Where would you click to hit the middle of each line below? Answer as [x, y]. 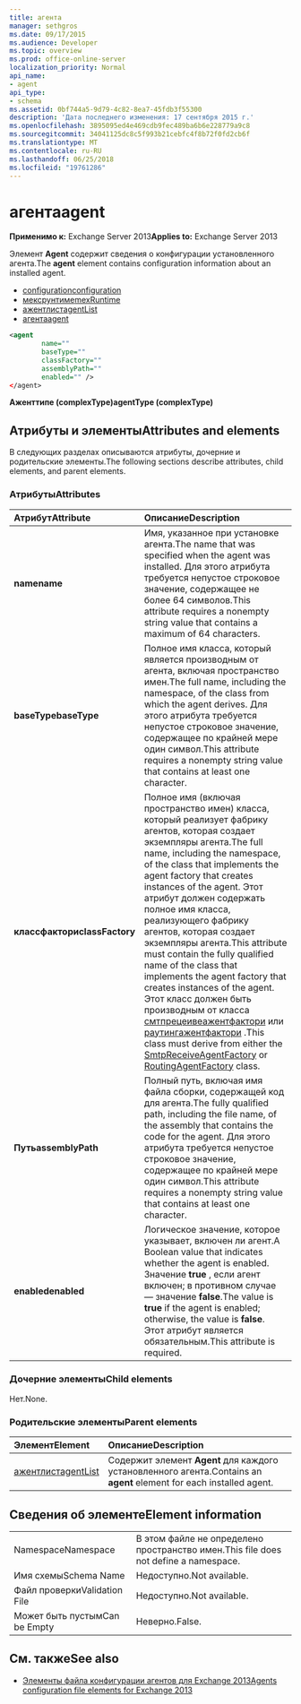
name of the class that [190, 965]
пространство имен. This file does [209, 1549]
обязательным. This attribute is [210, 1341]
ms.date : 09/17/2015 [48, 34]
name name [38, 583]
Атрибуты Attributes [55, 495]
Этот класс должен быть [198, 998]
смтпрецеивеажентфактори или [214, 1020]
